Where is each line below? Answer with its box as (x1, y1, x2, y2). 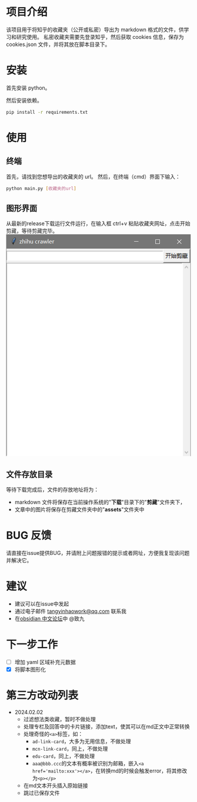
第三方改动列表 (6, 689, 79, 702)
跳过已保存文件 (23, 790, 60, 797)
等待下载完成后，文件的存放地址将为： (6, 486, 99, 493)
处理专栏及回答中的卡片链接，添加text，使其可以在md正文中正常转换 (23, 723, 190, 730)
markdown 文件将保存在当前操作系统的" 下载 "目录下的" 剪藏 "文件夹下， (14, 499, 186, 506)
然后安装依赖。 (6, 97, 42, 104)
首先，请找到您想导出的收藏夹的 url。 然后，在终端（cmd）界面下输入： (6, 173, 181, 180)
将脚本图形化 (14, 666, 46, 673)
